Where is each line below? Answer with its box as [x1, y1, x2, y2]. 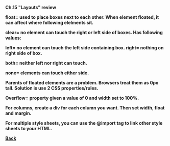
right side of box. [5, 50, 42, 56]
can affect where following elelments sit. [5, 20, 94, 25]
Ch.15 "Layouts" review [5, 5, 57, 10]
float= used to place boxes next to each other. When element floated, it [5, 14, 159, 20]
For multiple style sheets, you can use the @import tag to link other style [5, 120, 163, 126]
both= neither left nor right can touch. [5, 60, 88, 66]
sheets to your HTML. [5, 126, 53, 131]
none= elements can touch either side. [5, 70, 89, 76]
